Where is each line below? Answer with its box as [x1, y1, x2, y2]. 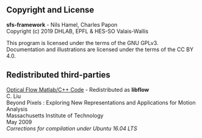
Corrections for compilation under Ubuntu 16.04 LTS [6, 125, 138, 132]
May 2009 [6, 118, 32, 125]
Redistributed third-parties [6, 70, 111, 80]
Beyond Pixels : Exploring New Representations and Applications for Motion [6, 98, 196, 106]
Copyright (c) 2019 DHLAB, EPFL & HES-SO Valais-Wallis [6, 27, 149, 35]
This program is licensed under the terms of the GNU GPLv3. [6, 39, 159, 46]
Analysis [6, 105, 28, 112]
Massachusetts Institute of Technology [6, 112, 104, 119]
